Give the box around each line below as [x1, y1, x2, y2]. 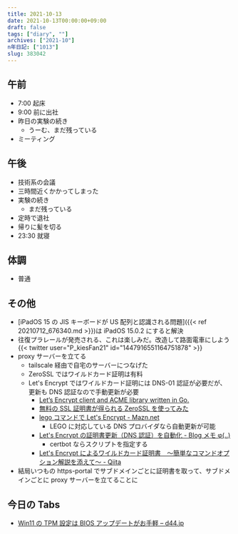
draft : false [7, 24, 46, 31]
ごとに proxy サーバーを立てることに [30, 475, 138, 484]
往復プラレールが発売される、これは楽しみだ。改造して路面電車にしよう [17, 336, 230, 344]
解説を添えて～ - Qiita [58, 458, 122, 466]
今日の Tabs [7, 498, 61, 510]
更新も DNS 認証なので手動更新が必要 [28, 388, 140, 396]
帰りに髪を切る [17, 222, 62, 231]
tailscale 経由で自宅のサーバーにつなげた [28, 361, 148, 370]
